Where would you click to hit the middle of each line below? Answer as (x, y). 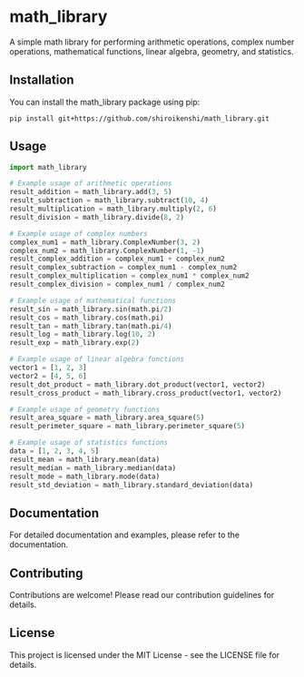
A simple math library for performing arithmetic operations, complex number (152, 42)
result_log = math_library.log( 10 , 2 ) (83, 334)
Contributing (46, 573)
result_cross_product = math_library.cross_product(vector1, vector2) (146, 393)
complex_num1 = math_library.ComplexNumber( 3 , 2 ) (105, 242)
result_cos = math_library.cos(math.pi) (87, 318)
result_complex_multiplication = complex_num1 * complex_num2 (129, 276)
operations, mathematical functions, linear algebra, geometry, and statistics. (152, 51)
